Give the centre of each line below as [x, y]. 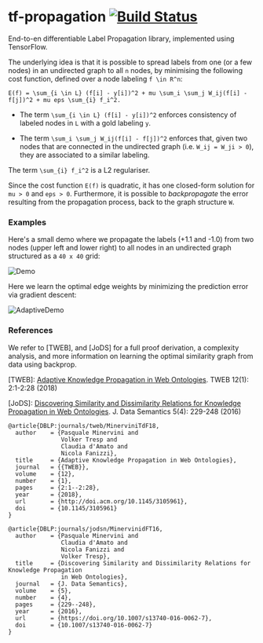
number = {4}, [44, 597]
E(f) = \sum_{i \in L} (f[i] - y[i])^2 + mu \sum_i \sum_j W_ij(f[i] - [128, 93]
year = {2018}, [49, 495]
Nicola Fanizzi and [93, 550]
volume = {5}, [44, 590]
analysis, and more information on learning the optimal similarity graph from [131, 356]
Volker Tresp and [89, 440]
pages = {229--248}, [56, 605]
